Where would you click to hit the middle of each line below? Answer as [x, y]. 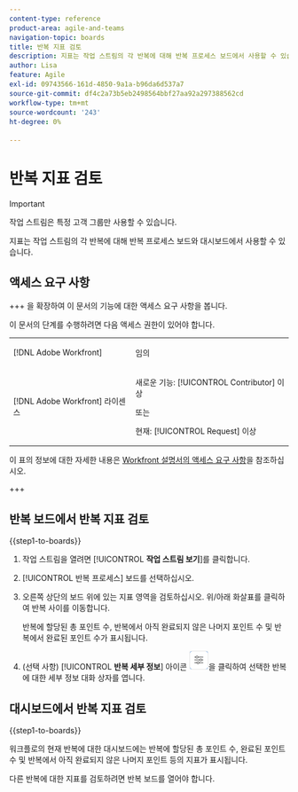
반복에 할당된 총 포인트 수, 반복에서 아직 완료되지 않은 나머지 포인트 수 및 [147, 627]
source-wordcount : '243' [55, 112]
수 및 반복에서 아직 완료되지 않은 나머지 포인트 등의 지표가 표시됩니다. [129, 760]
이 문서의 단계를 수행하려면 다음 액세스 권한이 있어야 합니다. [112, 325]
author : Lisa [33, 66]
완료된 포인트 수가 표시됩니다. [97, 638]
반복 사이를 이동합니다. [71, 608]
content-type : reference [55, 19]
